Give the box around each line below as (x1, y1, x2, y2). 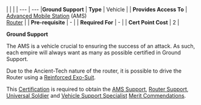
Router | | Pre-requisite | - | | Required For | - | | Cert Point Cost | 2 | (6, 19, 180, 26)
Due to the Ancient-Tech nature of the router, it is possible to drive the (6, 67, 182, 74)
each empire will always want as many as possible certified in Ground (6, 49, 182, 56)
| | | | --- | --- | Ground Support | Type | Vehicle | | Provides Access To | (6, 6, 188, 13)
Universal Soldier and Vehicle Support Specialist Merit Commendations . (6, 92, 186, 99)
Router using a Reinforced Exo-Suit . (6, 74, 96, 81)
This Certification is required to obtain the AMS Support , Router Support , (6, 85, 189, 93)
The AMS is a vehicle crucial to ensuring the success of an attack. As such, (6, 43, 196, 49)
